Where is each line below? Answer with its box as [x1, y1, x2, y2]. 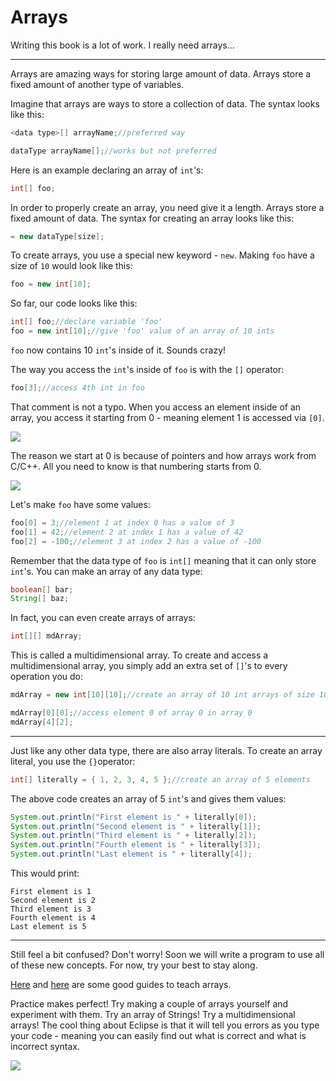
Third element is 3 [10, 904, 92, 915]
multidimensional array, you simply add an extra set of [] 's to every [10, 660, 288, 672]
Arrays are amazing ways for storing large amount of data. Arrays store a [10, 67, 312, 80]
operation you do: [10, 671, 84, 683]
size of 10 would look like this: [10, 260, 133, 272]
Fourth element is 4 [10, 913, 97, 923]
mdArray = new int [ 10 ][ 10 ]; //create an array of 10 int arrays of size [10, 690, 315, 700]
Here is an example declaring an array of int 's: [10, 164, 204, 176]
